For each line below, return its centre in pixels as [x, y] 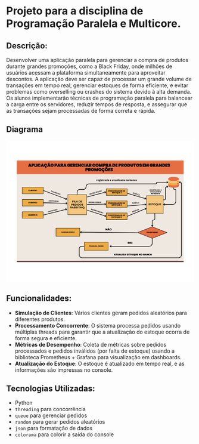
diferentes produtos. [40, 319]
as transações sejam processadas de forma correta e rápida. [81, 111]
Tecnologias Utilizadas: [51, 389]
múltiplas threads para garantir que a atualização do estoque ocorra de [102, 332]
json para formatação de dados [54, 428]
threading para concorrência [50, 409]
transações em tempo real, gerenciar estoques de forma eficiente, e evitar [97, 85]
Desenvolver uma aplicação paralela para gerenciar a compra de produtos [97, 60]
